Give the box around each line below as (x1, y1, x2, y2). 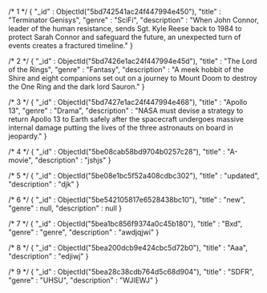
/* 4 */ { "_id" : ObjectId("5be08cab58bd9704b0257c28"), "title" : (8, 147, 226, 156)
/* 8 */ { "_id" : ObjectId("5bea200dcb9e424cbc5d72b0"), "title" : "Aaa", (8, 243, 249, 252)
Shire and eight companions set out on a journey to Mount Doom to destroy (8, 74, 257, 82)
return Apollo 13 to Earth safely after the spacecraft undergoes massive (8, 114, 245, 123)
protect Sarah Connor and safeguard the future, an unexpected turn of (8, 32, 241, 42)
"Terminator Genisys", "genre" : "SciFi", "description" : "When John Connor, (8, 15, 259, 25)
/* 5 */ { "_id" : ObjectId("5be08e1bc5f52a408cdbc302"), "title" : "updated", (8, 171, 260, 180)
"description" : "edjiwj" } (8, 251, 89, 261)
